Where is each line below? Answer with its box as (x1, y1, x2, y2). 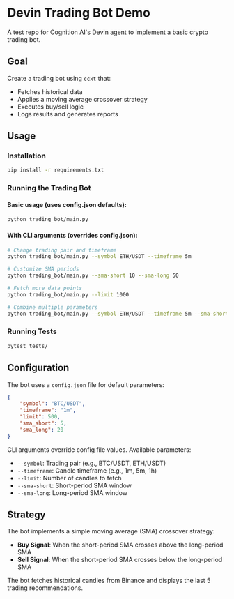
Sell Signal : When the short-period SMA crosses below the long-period (17, 556, 223, 564)
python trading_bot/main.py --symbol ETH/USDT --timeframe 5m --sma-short (7, 310, 229, 317)
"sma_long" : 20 (19, 426, 64, 433)
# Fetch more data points (7, 285, 82, 292)
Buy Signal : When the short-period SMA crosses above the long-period (17, 540, 224, 549)
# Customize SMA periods (7, 266, 79, 273)
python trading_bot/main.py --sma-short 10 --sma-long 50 (7, 272, 179, 280)
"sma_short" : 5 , (19, 420, 68, 427)
